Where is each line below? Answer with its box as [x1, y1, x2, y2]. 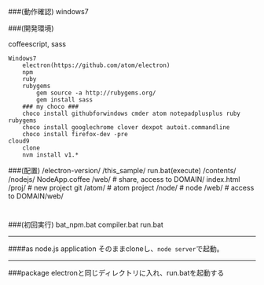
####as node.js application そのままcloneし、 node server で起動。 [8, 244, 224, 254]
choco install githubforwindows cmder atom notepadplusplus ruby [22, 109, 241, 117]
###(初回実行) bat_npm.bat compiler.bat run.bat [8, 220, 163, 230]
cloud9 [8, 137, 30, 145]
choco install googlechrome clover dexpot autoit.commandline [22, 124, 230, 131]
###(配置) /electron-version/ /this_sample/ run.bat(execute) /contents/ [8, 166, 236, 175]
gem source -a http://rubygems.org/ [36, 89, 156, 97]
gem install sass [36, 96, 93, 104]
